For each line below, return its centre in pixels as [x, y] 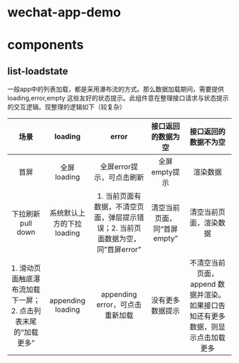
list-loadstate [38, 71]
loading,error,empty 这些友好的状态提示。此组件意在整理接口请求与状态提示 [118, 98]
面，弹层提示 [115, 218]
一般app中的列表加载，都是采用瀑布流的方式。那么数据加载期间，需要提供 [116, 89]
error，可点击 [119, 305]
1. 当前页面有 [119, 196]
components [46, 45]
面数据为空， [119, 239]
